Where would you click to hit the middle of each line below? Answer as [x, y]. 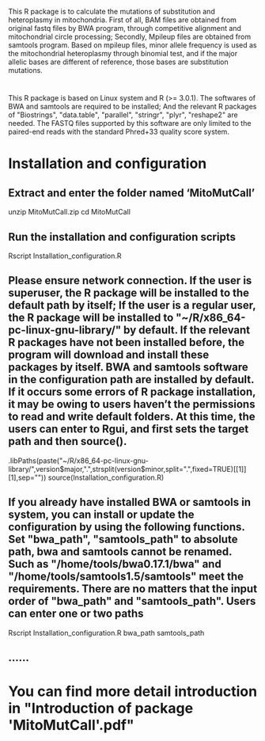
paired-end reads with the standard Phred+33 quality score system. [119, 132]
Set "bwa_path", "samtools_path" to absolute [123, 540]
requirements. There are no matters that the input [133, 589]
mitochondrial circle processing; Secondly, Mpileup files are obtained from [130, 36]
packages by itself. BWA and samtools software [128, 367]
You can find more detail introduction [133, 692]
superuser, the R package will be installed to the [129, 293]
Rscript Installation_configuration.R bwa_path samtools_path [106, 633]
